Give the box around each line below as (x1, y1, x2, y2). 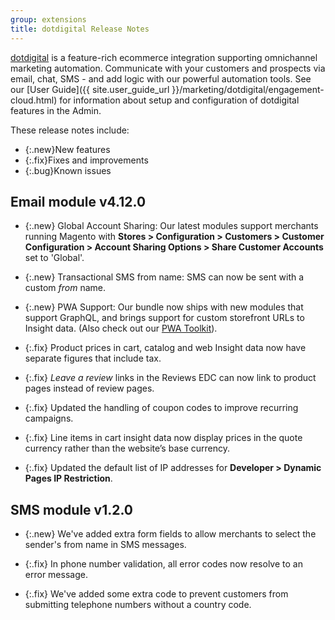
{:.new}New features (24, 143, 111, 155)
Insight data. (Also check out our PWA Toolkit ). (24, 322, 218, 335)
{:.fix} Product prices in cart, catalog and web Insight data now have (24, 342, 307, 354)
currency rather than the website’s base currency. (24, 442, 231, 455)
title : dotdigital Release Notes (10, 24, 150, 34)
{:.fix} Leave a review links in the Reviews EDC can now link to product (24, 372, 317, 384)
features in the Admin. (10, 104, 102, 116)
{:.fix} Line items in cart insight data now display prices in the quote (24, 432, 303, 444)
